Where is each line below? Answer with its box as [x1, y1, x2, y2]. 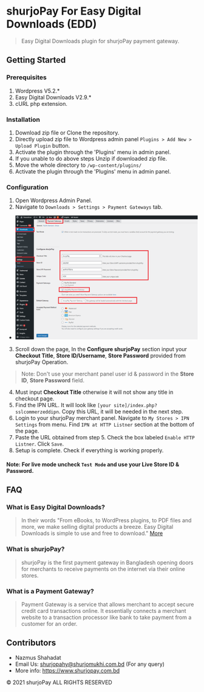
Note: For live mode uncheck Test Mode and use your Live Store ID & [6, 461, 180, 468]
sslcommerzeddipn [15, 409, 59, 415]
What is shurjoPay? [6, 545, 65, 553]
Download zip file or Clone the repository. [15, 129, 120, 136]
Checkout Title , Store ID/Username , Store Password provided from [15, 352, 186, 360]
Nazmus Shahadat [15, 654, 62, 661]
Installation [6, 115, 41, 124]
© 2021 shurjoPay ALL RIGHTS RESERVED [6, 679, 112, 686]
